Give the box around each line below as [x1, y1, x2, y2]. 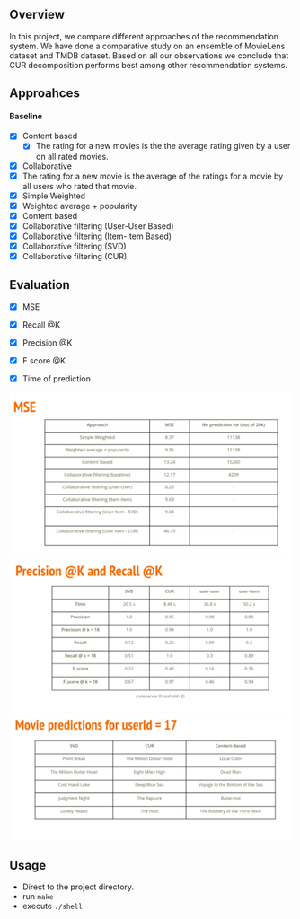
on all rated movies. [35, 151, 110, 162]
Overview [9, 7, 66, 22]
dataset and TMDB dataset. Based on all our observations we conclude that [9, 49, 289, 61]
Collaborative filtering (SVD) [22, 241, 128, 251]
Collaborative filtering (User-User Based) [22, 220, 174, 232]
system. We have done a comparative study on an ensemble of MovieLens [9, 40, 286, 51]
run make [22, 891, 54, 902]
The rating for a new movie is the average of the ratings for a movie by [22, 171, 284, 181]
